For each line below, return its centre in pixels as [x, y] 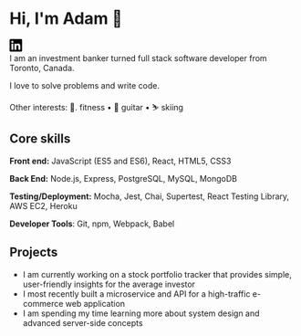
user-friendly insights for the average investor [109, 284]
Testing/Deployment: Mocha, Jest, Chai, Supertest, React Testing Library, [150, 196]
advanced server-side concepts [83, 322]
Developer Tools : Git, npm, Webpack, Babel [92, 224]
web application [95, 303]
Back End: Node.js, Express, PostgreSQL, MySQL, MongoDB [123, 178]
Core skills [40, 139]
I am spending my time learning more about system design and [141, 313]
